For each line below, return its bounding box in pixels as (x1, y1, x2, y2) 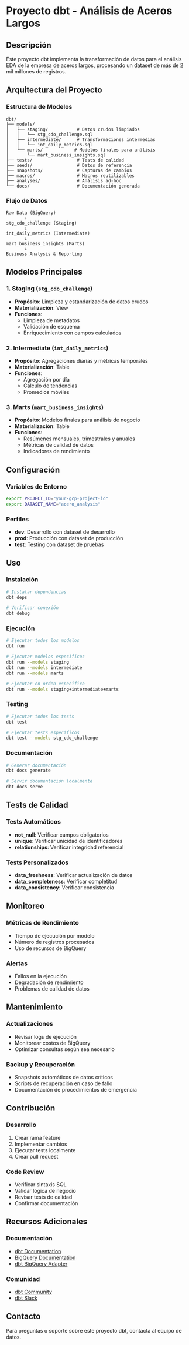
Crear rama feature (14, 1134, 61, 1141)
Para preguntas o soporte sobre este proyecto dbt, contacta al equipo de (6, 1327, 183, 1334)
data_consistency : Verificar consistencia (14, 884, 114, 891)
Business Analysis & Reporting (6, 251, 83, 257)
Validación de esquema (23, 323, 80, 330)
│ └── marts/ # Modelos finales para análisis (6, 147, 156, 153)
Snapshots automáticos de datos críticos (14, 1074, 113, 1081)
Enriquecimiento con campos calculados (23, 329, 122, 336)
